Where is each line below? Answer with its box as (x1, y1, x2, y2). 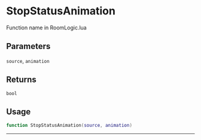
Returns (6, 75, 37, 85)
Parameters (6, 41, 51, 51)
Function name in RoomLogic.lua (6, 24, 87, 31)
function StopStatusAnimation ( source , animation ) (6, 123, 133, 129)
